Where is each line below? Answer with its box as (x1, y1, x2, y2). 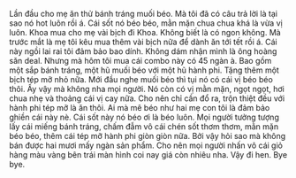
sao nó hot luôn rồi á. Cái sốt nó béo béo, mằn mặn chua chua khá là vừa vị (9, 18, 283, 28)
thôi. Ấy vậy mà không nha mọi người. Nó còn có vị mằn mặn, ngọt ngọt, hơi (9, 84, 285, 94)
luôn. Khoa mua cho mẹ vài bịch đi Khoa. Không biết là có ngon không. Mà (9, 27, 281, 37)
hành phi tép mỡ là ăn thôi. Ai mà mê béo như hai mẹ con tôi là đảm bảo (9, 103, 270, 112)
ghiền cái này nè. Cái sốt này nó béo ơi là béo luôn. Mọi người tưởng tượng (9, 112, 280, 122)
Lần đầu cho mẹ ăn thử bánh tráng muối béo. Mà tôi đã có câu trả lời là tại (9, 9, 278, 19)
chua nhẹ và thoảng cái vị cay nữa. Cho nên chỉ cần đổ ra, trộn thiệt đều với (9, 93, 285, 104)
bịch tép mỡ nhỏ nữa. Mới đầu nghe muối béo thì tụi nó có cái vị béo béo (9, 74, 274, 84)
